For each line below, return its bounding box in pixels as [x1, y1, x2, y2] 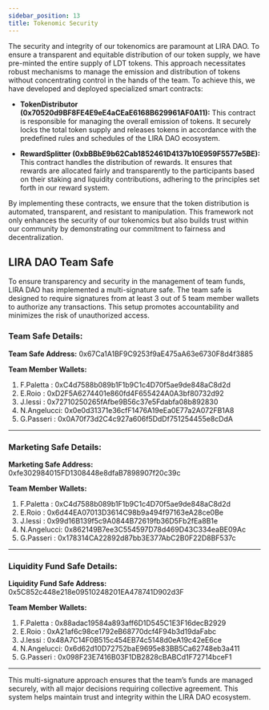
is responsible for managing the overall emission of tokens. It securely [19, 116, 251, 126]
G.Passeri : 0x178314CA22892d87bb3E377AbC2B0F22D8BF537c [19, 533, 236, 543]
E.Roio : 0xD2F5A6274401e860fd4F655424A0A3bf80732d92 [19, 388, 224, 398]
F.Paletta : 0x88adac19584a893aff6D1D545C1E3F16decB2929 [19, 618, 227, 628]
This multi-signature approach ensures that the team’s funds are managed [8, 676, 254, 685]
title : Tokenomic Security [8, 19, 98, 27]
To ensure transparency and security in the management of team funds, [8, 277, 246, 287]
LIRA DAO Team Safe [8, 255, 114, 269]
